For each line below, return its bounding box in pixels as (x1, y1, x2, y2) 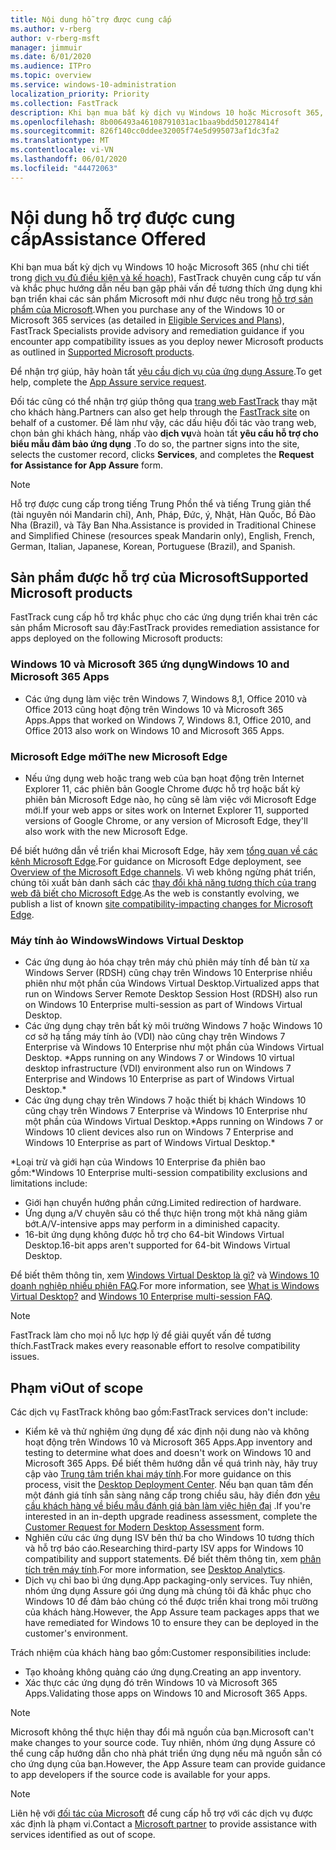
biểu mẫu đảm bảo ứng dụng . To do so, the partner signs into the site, (10, 437, 300, 450)
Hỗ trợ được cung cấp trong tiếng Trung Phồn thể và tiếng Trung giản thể (10, 497, 312, 510)
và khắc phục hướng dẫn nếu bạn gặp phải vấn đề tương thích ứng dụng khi (10, 282, 323, 294)
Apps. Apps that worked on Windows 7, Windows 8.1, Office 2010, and (24, 714, 312, 726)
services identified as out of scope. (10, 1829, 156, 1841)
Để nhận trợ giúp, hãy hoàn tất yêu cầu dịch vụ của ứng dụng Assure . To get (10, 365, 323, 377)
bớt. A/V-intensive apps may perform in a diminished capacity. (24, 1218, 280, 1230)
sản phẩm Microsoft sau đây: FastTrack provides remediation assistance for (10, 622, 320, 634)
